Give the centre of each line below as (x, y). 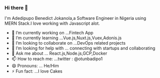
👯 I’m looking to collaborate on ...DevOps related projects (68, 43)
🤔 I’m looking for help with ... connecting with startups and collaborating (83, 48)
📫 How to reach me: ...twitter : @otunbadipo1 (57, 59)
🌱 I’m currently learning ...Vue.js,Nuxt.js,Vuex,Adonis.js (66, 38)
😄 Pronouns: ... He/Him (35, 66)
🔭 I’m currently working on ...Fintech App (52, 33)
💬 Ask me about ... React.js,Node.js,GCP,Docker (59, 53)
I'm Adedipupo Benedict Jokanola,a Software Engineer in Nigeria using (75, 18)
